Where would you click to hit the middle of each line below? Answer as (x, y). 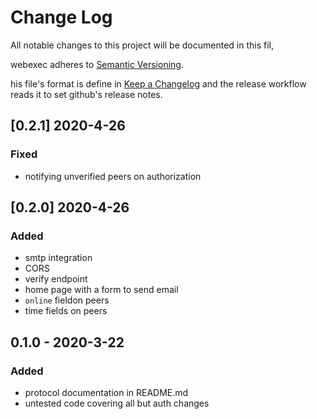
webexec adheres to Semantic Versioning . (97, 64)
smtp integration (58, 258)
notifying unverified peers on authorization (113, 176)
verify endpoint (56, 279)
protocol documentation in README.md (106, 392)
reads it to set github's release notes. (86, 94)
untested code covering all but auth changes (117, 403)
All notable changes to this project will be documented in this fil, (142, 45)
